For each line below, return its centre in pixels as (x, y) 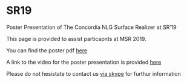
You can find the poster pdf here (47, 50)
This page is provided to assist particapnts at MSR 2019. (76, 38)
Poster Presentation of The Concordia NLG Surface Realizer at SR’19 (91, 27)
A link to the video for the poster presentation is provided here (84, 62)
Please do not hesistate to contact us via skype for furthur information (94, 73)
